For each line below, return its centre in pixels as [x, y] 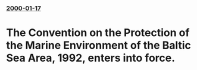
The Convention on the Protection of [98, 33]
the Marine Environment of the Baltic [99, 45]
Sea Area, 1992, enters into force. [91, 58]
